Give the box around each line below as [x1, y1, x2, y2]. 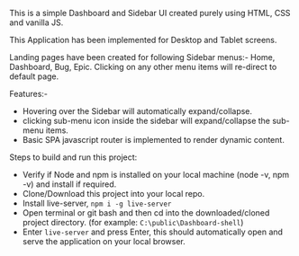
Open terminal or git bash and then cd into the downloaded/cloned [22, 207, 270, 218]
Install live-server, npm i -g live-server [22, 198, 172, 208]
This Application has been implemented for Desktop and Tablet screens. [9, 35, 277, 45]
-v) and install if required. [22, 179, 117, 190]
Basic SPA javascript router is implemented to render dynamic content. [22, 135, 285, 145]
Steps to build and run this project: [9, 152, 138, 163]
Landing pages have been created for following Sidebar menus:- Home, [9, 52, 276, 62]
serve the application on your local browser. [22, 236, 186, 246]
